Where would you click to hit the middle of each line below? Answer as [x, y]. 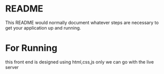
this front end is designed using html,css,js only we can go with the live [80, 62]
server [12, 67]
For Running [31, 48]
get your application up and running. [43, 27]
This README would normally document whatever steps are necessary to [82, 22]
